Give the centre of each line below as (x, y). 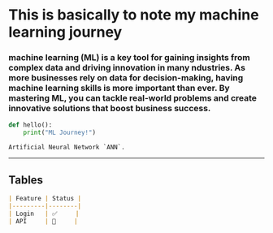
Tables (26, 180)
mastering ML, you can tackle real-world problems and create (133, 98)
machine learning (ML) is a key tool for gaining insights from (129, 58)
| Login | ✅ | (44, 214)
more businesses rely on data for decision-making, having (126, 78)
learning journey (65, 32)
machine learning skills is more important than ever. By (119, 88)
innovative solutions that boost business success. (110, 109)
